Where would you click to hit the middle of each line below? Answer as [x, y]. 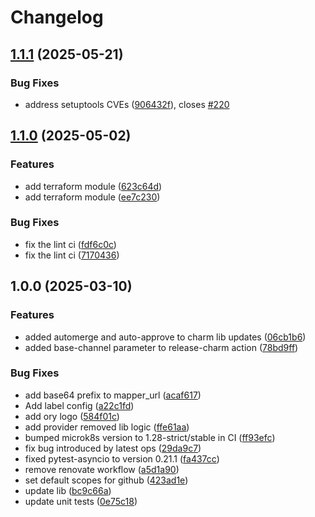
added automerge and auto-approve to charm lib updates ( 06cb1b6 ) [165, 337]
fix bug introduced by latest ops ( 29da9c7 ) [113, 448]
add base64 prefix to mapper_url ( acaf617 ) [113, 395]
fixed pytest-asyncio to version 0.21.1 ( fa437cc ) [122, 458]
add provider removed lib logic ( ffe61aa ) [107, 427]
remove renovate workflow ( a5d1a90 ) [102, 469]
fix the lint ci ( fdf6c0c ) [70, 244]
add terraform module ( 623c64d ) [93, 186]
